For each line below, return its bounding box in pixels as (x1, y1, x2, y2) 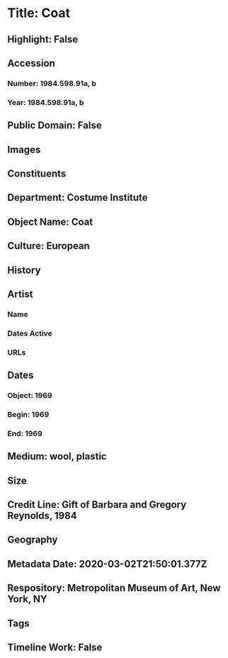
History (7, 264, 41, 276)
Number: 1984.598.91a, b (7, 78, 97, 88)
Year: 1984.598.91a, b (7, 97, 84, 107)
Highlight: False (7, 33, 79, 45)
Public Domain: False (7, 119, 102, 132)
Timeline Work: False (7, 641, 103, 653)
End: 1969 (7, 428, 42, 438)
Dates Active (7, 328, 53, 338)
